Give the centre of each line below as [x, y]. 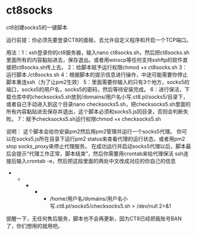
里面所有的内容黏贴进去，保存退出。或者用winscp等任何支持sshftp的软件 [94, 60]
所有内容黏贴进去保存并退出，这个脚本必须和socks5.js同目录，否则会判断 [95, 111]
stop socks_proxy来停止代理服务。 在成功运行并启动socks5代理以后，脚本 [96, 146]
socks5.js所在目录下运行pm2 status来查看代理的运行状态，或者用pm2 [101, 139]
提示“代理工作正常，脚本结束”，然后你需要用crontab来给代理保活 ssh [100, 154]
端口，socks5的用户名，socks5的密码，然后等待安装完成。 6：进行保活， [95, 89]
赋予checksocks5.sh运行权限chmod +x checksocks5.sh [94, 119]
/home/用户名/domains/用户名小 [89, 198]
